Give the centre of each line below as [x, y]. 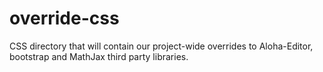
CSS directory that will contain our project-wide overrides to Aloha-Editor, [161, 46]
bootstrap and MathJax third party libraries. [99, 56]
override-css [64, 18]
